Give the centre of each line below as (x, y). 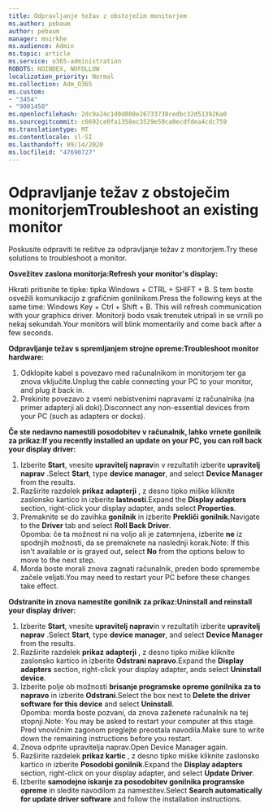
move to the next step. (58, 560)
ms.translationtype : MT (49, 129)
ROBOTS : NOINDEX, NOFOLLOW (54, 69)
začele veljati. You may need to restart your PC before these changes (135, 578)
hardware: (26, 357)
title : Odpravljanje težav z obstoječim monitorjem (97, 16)
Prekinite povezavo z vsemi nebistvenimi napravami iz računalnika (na (137, 399)
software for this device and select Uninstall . (97, 704)
